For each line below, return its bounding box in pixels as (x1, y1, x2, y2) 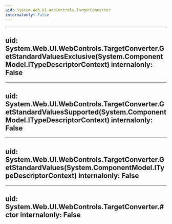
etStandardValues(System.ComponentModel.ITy (5, 163, 165, 172)
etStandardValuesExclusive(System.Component (5, 52, 163, 61)
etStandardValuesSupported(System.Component (5, 107, 167, 116)
